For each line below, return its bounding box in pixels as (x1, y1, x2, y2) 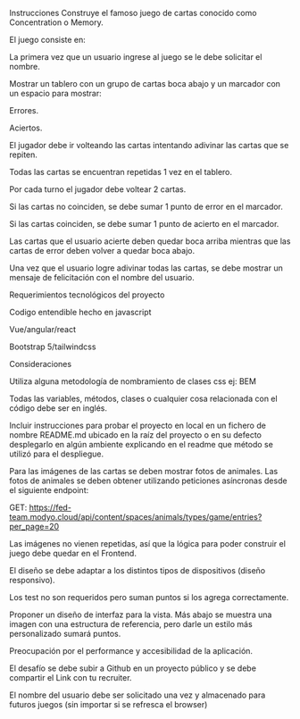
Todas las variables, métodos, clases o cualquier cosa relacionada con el (9, 393, 279, 404)
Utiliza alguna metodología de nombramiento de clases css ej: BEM (9, 376, 257, 387)
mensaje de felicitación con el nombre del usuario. (9, 272, 195, 282)
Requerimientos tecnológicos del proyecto (9, 289, 165, 300)
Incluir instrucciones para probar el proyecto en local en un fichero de (9, 420, 266, 431)
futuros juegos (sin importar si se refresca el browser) (9, 699, 208, 709)
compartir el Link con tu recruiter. (9, 673, 132, 682)
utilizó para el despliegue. (9, 448, 104, 459)
